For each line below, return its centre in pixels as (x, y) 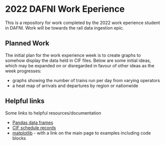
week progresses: (23, 71)
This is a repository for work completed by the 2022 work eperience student (82, 23)
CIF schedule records (34, 128)
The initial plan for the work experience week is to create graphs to (73, 55)
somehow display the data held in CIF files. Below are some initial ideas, (78, 60)
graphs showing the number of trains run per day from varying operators (86, 80)
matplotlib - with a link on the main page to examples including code (82, 133)
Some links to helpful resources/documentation (53, 113)
